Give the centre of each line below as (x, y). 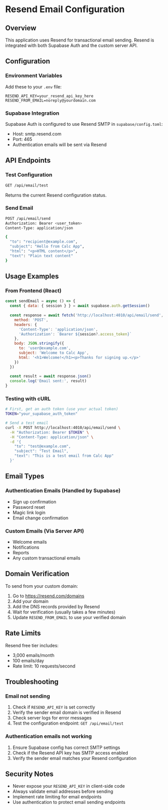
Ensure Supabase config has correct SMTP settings (66, 747)
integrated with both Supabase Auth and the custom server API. (71, 45)
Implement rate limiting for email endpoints (57, 797)
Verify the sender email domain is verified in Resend (67, 712)
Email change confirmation (40, 518)
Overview (21, 28)
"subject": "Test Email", (42, 451)
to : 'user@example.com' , (45, 348)
